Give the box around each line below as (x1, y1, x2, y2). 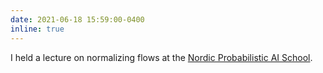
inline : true (10, 24, 65, 34)
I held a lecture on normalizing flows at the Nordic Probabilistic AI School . (10, 51, 313, 63)
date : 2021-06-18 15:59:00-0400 (10, 14, 145, 25)
